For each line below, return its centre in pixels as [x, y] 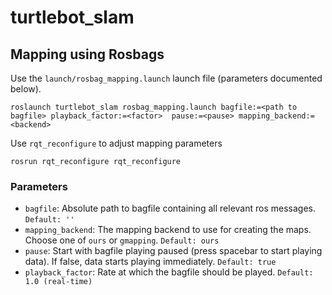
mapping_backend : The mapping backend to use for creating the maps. [168, 230]
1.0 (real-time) [58, 282]
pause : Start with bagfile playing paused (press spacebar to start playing [173, 251]
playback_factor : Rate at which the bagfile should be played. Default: [169, 272]
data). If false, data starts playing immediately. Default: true [150, 262]
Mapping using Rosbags [87, 54]
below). [26, 89]
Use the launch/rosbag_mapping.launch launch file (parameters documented [166, 78]
